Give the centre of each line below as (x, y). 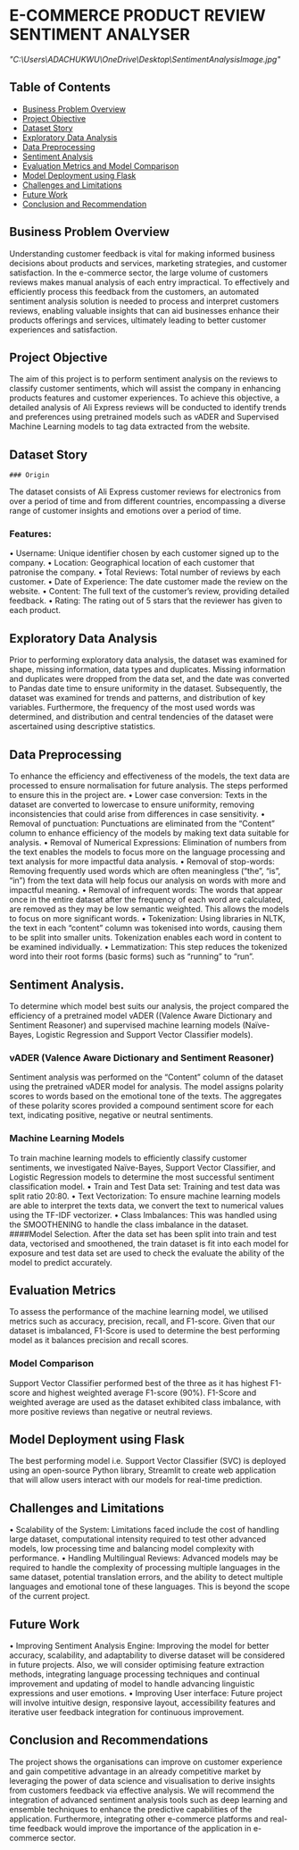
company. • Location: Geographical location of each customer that (132, 563)
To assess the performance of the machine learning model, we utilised (139, 1312)
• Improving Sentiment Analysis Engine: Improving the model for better (139, 1646)
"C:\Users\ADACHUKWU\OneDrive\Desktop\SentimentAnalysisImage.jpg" (145, 59)
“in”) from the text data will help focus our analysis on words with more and (148, 880)
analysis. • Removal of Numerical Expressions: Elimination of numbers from (148, 843)
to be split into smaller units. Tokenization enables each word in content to (146, 938)
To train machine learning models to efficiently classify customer (128, 1157)
